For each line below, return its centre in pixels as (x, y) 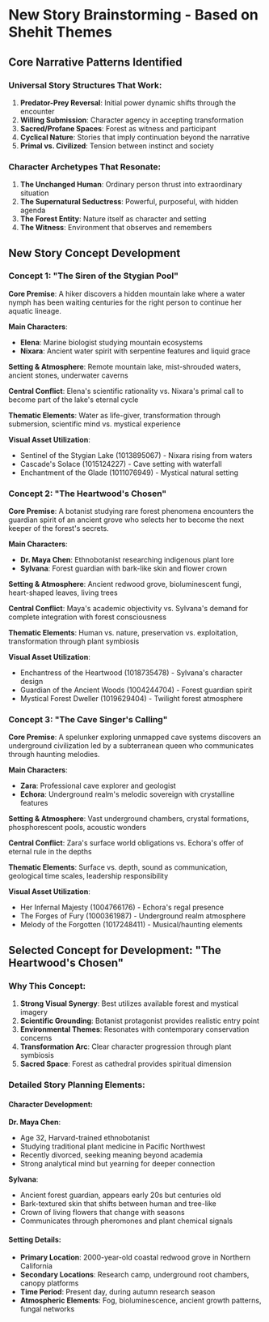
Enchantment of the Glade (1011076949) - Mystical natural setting (129, 473)
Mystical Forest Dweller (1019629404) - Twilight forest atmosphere (132, 699)
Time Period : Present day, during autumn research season (118, 1292)
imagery (34, 1012)
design (32, 682)
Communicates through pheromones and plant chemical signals (126, 1221)
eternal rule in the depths (50, 852)
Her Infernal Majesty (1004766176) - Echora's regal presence (122, 907)
